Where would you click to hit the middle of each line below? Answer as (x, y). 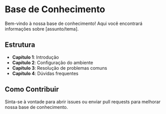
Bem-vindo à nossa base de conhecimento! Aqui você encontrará (74, 23)
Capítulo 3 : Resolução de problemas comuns (60, 68)
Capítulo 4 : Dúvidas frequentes (45, 73)
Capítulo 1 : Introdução (35, 57)
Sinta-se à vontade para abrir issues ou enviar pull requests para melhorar (83, 102)
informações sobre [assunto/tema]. (42, 28)
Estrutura (20, 45)
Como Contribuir (32, 89)
